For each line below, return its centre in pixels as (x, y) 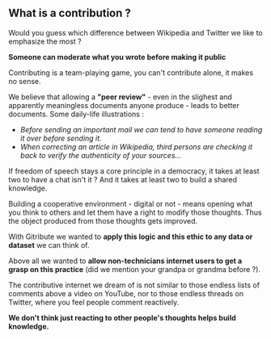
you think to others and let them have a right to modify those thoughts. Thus (135, 212)
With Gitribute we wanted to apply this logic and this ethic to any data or (131, 236)
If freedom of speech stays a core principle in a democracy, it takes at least (134, 171)
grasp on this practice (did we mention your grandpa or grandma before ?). (135, 269)
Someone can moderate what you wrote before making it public (117, 56)
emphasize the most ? (45, 41)
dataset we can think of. (49, 245)
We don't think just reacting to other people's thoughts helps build (122, 317)
